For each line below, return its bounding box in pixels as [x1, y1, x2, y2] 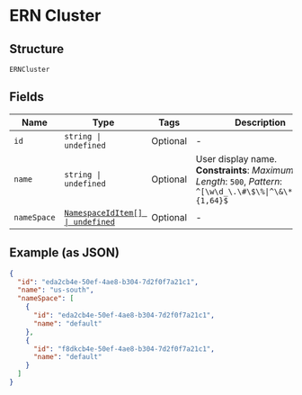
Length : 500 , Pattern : [195, 175, 283, 187]
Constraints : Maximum [195, 164, 294, 176]
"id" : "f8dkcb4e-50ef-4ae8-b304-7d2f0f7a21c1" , [32, 344, 216, 354]
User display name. [195, 152, 277, 165]
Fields [9, 89, 45, 104]
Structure [9, 41, 65, 57]
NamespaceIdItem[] [64, 208, 143, 218]
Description [235, 116, 286, 129]
